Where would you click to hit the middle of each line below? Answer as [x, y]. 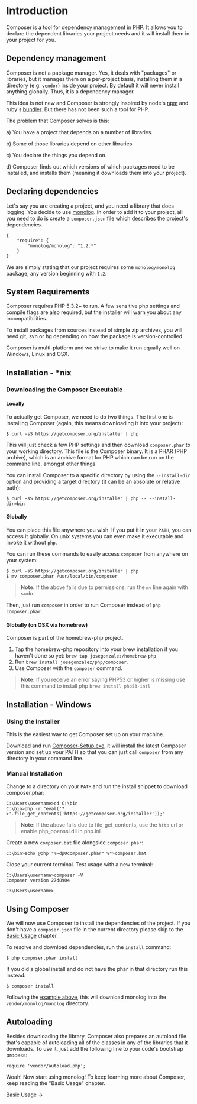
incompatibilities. [27, 319]
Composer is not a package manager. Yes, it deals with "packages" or [91, 73]
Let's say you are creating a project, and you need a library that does [90, 206]
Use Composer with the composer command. [68, 668]
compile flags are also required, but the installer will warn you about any [94, 312]
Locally [15, 404]
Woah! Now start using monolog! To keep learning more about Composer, [96, 1077]
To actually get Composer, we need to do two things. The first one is [90, 417]
